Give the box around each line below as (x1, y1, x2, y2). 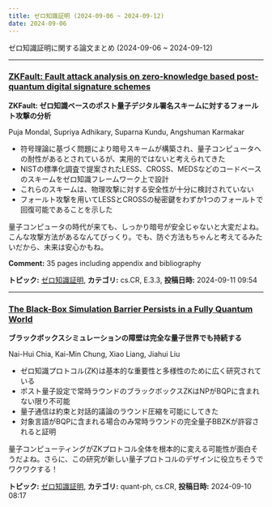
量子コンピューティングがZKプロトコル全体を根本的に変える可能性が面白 (8, 444, 251, 454)
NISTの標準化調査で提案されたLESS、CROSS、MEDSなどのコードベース (19, 164, 261, 174)
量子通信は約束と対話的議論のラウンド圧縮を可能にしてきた (19, 406, 219, 416)
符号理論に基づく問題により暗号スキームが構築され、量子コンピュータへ (19, 144, 261, 153)
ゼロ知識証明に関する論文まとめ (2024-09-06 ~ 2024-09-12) (8, 42, 213, 53)
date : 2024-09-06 (8, 19, 67, 28)
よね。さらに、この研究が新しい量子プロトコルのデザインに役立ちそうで (22, 454, 264, 464)
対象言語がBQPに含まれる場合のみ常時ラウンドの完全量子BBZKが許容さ (19, 417, 260, 427)
